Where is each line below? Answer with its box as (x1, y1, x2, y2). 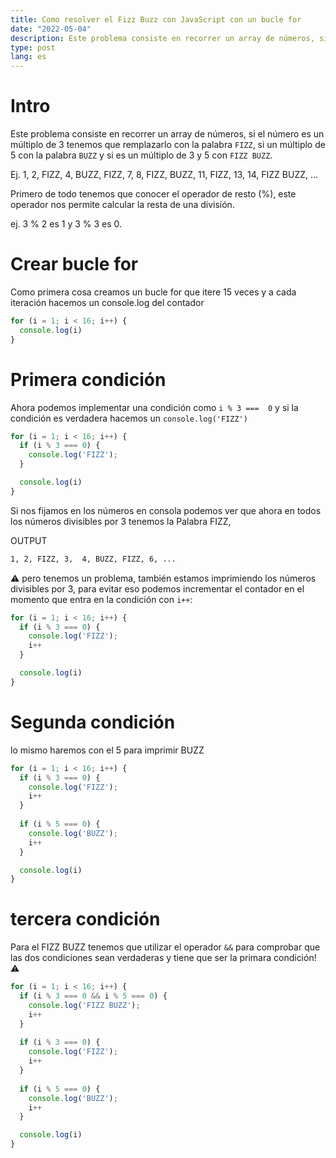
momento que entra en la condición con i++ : (10, 593, 193, 605)
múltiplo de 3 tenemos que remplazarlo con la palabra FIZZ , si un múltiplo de (10, 139, 326, 151)
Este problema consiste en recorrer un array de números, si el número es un (10, 128, 325, 140)
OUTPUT (10, 534, 48, 546)
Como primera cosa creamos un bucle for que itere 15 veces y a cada (10, 286, 297, 298)
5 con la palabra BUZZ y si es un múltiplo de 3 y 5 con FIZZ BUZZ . (10, 149, 273, 161)
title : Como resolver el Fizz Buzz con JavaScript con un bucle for (10, 14, 302, 25)
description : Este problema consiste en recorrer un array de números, (10, 33, 315, 43)
